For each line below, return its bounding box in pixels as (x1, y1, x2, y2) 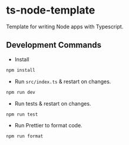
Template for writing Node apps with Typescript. (6, 23, 124, 30)
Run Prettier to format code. (14, 122, 82, 129)
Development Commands (6, 40, 102, 50)
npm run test (6, 111, 38, 117)
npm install (6, 67, 35, 73)
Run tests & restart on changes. (14, 100, 91, 107)
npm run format (6, 133, 44, 139)
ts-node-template (6, 4, 95, 17)
